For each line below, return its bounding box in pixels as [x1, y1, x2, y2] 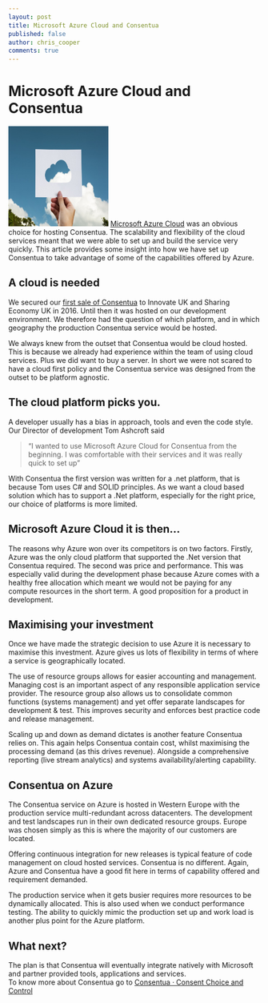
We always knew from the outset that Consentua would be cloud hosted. [8, 338, 248, 348]
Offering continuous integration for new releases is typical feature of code [8, 849, 253, 859]
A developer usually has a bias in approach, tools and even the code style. [8, 417, 254, 426]
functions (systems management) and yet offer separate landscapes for [8, 697, 246, 707]
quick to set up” [27, 457, 81, 468]
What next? [8, 939, 67, 953]
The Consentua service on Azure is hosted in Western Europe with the [8, 800, 240, 809]
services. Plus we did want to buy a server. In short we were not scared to [8, 355, 252, 365]
